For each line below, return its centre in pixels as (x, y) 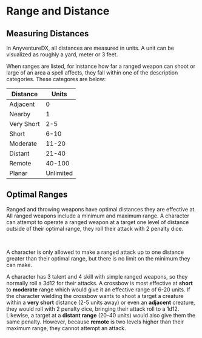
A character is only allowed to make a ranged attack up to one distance (95, 252)
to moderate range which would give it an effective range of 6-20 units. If (98, 290)
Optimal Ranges (37, 195)
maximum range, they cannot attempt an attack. (66, 328)
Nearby (20, 114)
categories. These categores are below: (56, 79)
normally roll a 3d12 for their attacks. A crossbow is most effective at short (99, 283)
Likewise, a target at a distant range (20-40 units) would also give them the (101, 315)
